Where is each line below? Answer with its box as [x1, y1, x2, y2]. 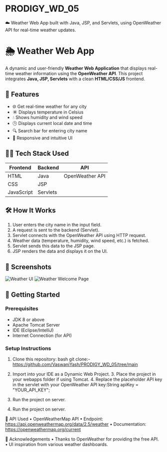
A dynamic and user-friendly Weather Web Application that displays [5, 65, 147, 71]
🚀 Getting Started [5, 290, 60, 299]
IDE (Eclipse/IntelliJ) [12, 327, 54, 333]
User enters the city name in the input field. [12, 222, 102, 228]
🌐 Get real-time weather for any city [12, 103, 87, 110]
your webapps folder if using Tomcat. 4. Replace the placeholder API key [12, 376, 163, 382]
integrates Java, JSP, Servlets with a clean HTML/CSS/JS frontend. [5, 76, 146, 82]
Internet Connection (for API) [12, 332, 72, 339]
